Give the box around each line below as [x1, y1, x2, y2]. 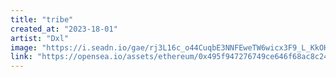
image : [10, 42, 38, 53]
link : [10, 52, 33, 62]
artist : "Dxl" [10, 33, 70, 43]
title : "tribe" [10, 14, 74, 25]
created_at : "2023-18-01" [10, 24, 118, 34]
